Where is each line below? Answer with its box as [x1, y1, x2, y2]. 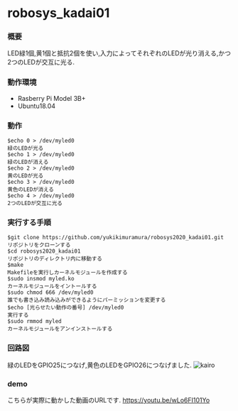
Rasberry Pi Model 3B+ [17, 94, 86, 102]
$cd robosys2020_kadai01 [7, 248, 81, 255]
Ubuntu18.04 [17, 102, 55, 110]
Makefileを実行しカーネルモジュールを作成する [7, 269, 128, 276]
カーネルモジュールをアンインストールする [7, 325, 113, 333]
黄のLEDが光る [7, 172, 44, 180]
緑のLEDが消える [7, 158, 49, 166]
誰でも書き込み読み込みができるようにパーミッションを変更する [7, 297, 166, 304]
